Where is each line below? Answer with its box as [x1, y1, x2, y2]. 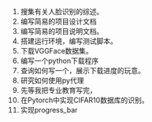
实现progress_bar [20, 105, 78, 114]
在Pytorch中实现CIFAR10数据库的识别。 [20, 95, 149, 105]
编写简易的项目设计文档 [20, 17, 97, 26]
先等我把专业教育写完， [20, 86, 97, 94]
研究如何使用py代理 [20, 76, 84, 85]
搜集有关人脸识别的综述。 [20, 7, 104, 16]
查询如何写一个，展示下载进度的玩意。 [20, 66, 145, 75]
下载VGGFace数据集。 [20, 46, 93, 55]
